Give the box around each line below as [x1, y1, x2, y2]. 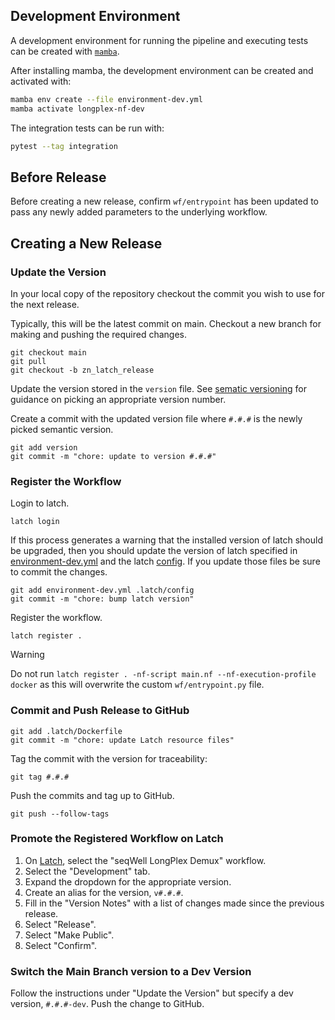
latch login [10, 517, 60, 527]
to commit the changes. [10, 566, 108, 578]
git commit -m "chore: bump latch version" [10, 594, 195, 604]
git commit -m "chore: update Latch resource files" [10, 735, 235, 745]
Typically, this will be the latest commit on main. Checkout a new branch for [10, 317, 322, 329]
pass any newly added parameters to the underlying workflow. [10, 206, 268, 218]
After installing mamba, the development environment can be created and [10, 64, 314, 76]
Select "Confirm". [24, 939, 98, 951]
